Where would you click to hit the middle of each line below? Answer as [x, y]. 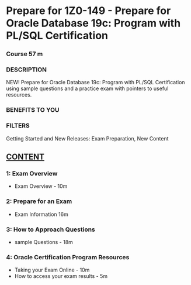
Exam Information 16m [41, 214]
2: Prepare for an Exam [39, 201]
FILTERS [18, 126]
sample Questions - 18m [44, 242]
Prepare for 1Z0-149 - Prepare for [88, 11]
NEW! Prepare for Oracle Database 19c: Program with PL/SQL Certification [95, 83]
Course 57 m [25, 54]
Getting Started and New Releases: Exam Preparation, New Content [87, 138]
